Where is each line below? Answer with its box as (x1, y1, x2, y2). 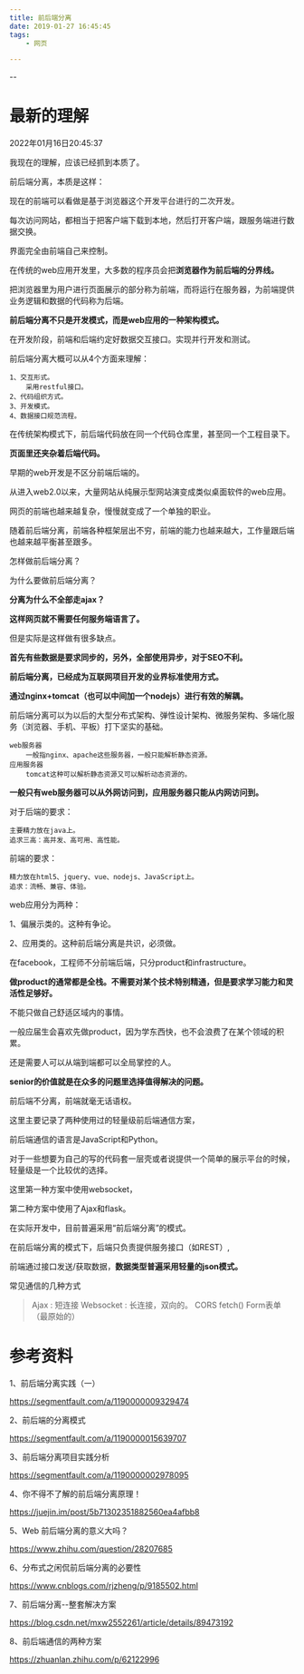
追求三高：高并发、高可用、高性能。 (9, 836, 125, 845)
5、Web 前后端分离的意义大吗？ (9, 1525, 129, 1536)
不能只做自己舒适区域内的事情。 (9, 1007, 128, 1018)
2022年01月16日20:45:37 (9, 138, 103, 149)
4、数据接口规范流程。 (9, 412, 81, 421)
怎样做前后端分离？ (9, 555, 81, 567)
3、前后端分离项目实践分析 (9, 1452, 110, 1463)
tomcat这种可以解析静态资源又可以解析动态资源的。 (25, 770, 192, 779)
